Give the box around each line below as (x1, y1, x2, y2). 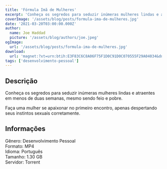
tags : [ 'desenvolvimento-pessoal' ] (5, 58, 79, 63)
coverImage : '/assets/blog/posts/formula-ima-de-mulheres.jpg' (5, 16, 139, 21)
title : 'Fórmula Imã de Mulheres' (5, 7, 77, 12)
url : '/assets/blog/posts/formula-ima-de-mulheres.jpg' (9, 44, 128, 49)
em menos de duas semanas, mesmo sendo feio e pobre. (5, 95, 123, 101)
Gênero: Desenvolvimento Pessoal (5, 138, 76, 144)
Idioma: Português (5, 148, 43, 155)
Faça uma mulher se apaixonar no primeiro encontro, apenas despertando (5, 105, 158, 111)
